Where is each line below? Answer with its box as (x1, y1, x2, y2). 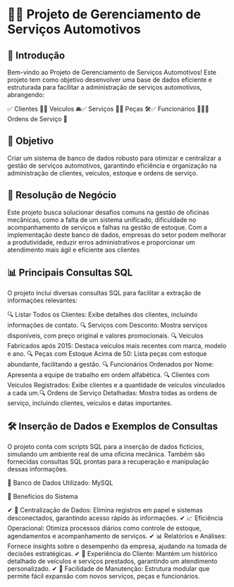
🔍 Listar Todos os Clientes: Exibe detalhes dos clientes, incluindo (7, 310, 198, 319)
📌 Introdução (7, 49, 66, 61)
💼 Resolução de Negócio (7, 190, 117, 202)
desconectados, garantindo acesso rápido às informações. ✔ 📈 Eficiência (7, 514, 223, 522)
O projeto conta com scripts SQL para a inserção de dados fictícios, (7, 443, 204, 451)
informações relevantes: (7, 296, 78, 305)
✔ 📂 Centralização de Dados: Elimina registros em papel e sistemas (7, 506, 203, 514)
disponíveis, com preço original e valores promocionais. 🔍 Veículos (7, 331, 204, 340)
